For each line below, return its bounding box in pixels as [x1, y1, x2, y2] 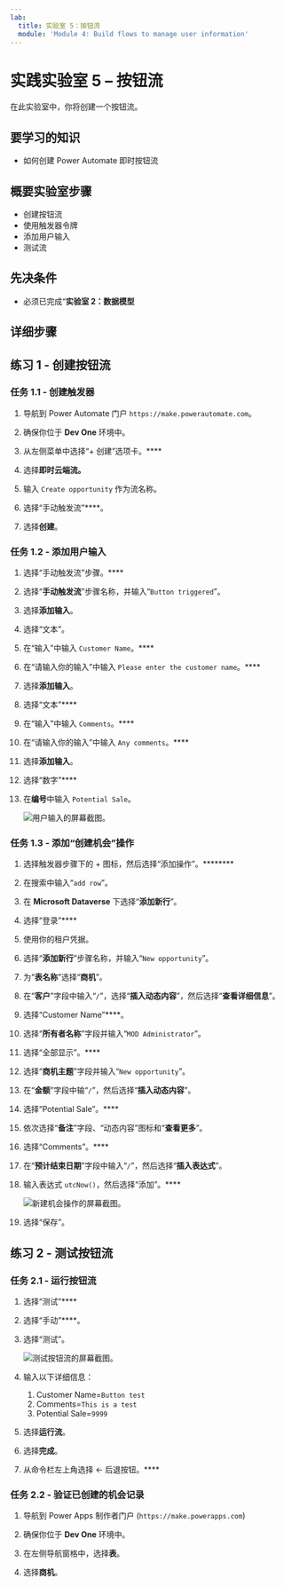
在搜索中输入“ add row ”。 [22, 878, 114, 888]
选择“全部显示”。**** [22, 1047, 101, 1058]
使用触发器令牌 [22, 219, 78, 231]
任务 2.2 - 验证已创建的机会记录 [10, 1488, 145, 1501]
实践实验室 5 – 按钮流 [10, 70, 163, 91]
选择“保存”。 [22, 1217, 70, 1227]
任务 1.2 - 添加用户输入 [10, 545, 106, 557]
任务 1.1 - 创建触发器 [10, 386, 95, 398]
